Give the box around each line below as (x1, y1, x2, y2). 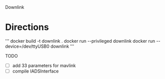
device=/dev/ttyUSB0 (5, 43, 50, 49)
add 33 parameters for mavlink (12, 62, 76, 69)
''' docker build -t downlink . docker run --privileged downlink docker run (5, 38, 156, 44)
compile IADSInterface (12, 68, 59, 74)
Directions (5, 22, 49, 33)
